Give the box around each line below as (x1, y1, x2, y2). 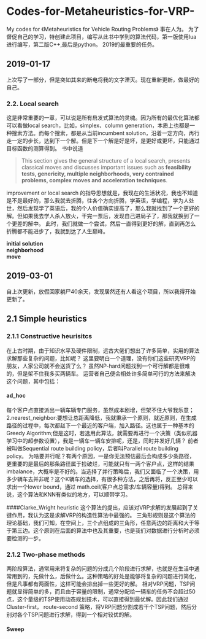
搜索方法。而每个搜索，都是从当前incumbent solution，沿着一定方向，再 (11, 130, 194, 137)
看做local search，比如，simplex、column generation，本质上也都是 (17, 122, 190, 130)
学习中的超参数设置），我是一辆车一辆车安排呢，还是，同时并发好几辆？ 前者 (6, 437, 199, 444)
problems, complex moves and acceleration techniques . (21, 177, 167, 184)
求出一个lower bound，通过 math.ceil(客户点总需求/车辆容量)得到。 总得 (6, 483, 188, 490)
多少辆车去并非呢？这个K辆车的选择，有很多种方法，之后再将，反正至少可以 (6, 475, 198, 482)
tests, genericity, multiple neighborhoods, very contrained (21, 170, 174, 177)
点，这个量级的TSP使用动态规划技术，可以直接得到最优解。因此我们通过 (6, 595, 189, 603)
